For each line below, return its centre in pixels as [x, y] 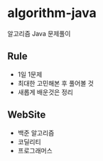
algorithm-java [52, 13]
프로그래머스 [35, 150]
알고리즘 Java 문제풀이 [39, 33]
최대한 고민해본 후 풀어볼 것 [56, 83]
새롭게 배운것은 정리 [45, 92]
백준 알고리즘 [36, 133]
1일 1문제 [30, 74]
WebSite [27, 115]
